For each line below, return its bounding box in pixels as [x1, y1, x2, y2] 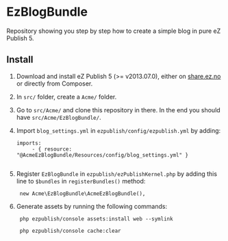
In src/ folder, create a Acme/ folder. [16, 92, 117, 101]
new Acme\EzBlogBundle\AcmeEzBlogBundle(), [19, 190, 146, 197]
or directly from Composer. [16, 79, 93, 88]
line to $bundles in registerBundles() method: [16, 177, 146, 185]
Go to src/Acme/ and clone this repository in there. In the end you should [16, 105, 220, 114]
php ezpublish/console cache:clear [19, 227, 121, 234]
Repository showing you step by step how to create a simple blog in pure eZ [6, 27, 221, 35]
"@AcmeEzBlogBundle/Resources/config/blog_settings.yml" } [16, 151, 189, 158]
